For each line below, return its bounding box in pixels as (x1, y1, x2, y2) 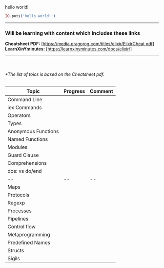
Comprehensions (7, 160, 47, 167)
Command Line (7, 96, 42, 103)
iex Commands (7, 104, 42, 111)
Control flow (7, 223, 36, 230)
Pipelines (7, 215, 29, 222)
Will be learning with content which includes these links (5, 29, 141, 36)
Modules (7, 144, 28, 151)
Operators (7, 112, 31, 119)
